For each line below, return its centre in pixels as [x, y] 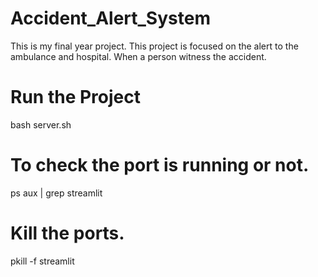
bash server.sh [41, 124]
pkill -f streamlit [42, 261]
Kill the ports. [67, 233]
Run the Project [75, 97]
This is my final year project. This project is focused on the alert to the [154, 46]
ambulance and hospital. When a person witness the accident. [138, 56]
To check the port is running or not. [160, 165]
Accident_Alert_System [110, 18]
